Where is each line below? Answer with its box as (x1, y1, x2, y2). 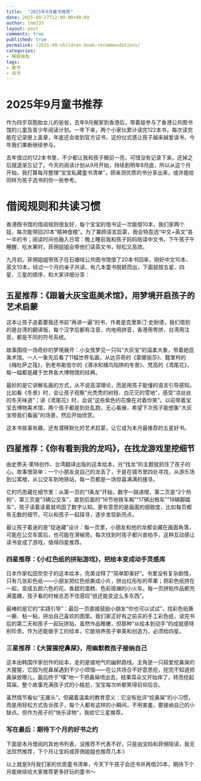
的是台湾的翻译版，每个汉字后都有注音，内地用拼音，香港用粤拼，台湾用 (6, 326, 184, 333)
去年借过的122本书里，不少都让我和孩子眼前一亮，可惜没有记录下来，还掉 (6, 154, 188, 161)
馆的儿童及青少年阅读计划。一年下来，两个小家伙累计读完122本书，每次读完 (6, 127, 193, 134)
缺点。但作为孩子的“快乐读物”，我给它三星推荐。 (6, 709, 127, 716)
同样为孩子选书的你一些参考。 (6, 176, 80, 184)
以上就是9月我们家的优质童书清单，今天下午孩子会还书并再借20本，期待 (6, 760, 184, 768)
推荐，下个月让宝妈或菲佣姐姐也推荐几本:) (22, 747, 126, 755)
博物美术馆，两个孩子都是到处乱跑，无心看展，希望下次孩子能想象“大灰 (16, 404, 193, 411)
